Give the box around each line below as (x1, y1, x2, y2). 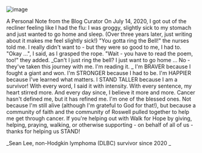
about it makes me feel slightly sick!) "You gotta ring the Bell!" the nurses (6, 37, 190, 44)
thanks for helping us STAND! (6, 128, 80, 135)
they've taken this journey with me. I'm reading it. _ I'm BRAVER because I (6, 63, 191, 70)
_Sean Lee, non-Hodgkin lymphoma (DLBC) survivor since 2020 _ (6, 140, 172, 146)
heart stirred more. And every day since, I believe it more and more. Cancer (6, 89, 196, 96)
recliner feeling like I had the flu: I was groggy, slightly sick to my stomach (6, 24, 192, 31)
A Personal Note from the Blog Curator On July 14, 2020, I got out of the (6, 18, 187, 24)
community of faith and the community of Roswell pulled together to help (6, 109, 190, 115)
